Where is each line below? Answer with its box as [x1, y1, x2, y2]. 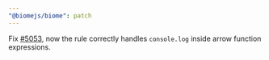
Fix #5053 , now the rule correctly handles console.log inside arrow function [8, 34, 262, 43]
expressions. [8, 42, 51, 52]
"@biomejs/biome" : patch [8, 11, 92, 20]
